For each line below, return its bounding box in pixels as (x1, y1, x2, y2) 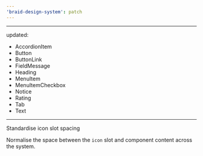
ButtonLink (14, 56, 42, 63)
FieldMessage (14, 62, 50, 70)
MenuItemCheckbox (14, 81, 66, 88)
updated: (6, 31, 29, 38)
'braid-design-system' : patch (6, 8, 83, 15)
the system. (6, 143, 36, 150)
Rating (14, 94, 31, 102)
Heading (14, 68, 37, 76)
